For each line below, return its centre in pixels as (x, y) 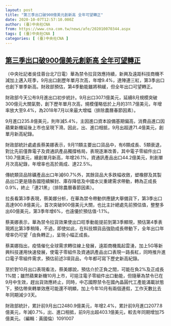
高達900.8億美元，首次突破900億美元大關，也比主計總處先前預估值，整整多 (85, 204)
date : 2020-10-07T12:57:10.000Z (39, 19)
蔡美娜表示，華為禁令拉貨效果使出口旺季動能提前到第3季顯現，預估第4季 (82, 222)
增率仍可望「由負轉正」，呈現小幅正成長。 (49, 235)
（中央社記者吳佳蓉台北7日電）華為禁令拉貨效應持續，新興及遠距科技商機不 (84, 74)
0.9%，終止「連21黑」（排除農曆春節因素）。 (51, 188)
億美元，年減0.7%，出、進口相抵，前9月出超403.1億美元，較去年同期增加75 (85, 312)
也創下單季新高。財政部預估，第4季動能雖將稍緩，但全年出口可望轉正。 (80, 86)
